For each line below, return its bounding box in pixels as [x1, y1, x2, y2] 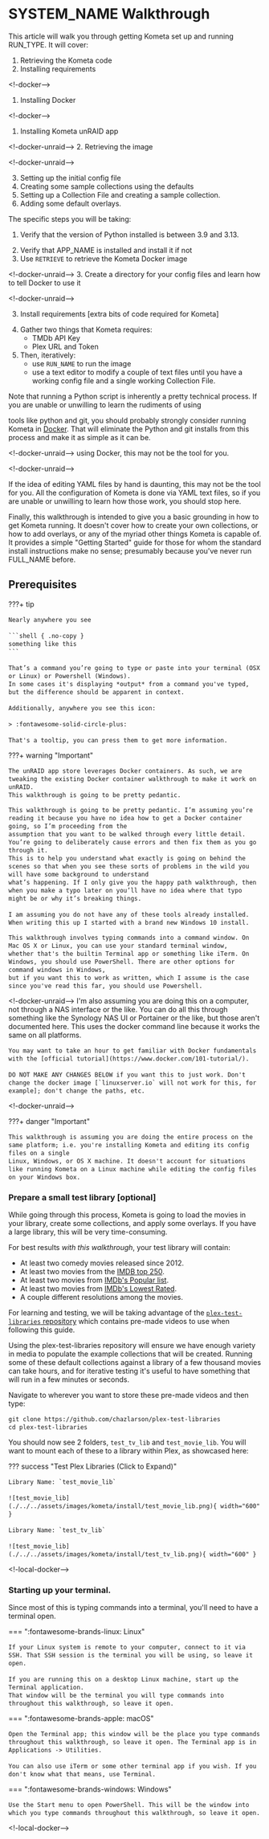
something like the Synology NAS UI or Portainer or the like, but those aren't [8, 1013, 260, 1023]
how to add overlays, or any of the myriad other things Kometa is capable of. [8, 529, 262, 538]
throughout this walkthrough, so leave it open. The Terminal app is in [8, 1739, 257, 1747]
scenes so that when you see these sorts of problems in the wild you [8, 862, 250, 870]
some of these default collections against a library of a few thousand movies [8, 1358, 262, 1367]
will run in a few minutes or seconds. [8, 1375, 130, 1384]
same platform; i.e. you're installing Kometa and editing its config [8, 1141, 250, 1149]
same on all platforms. [8, 1030, 82, 1040]
